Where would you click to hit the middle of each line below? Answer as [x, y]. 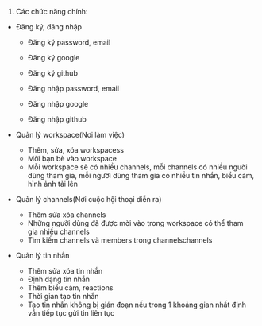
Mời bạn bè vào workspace [72, 159]
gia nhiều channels [58, 231]
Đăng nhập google [58, 104]
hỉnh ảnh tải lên [52, 184]
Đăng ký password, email [69, 42]
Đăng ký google [54, 58]
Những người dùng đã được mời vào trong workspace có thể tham [135, 223]
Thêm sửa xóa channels [67, 215]
